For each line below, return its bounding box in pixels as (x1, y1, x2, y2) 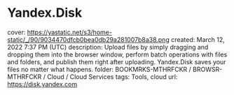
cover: (7, 28, 26, 36)
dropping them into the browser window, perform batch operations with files (7, 50, 228, 59)
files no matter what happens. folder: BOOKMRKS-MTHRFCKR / (7, 65, 191, 73)
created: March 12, (170, 35, 226, 43)
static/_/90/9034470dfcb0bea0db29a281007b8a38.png (7, 35, 170, 43)
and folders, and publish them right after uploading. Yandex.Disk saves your (7, 57, 226, 66)
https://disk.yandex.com (7, 80, 78, 88)
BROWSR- (192, 65, 223, 73)
